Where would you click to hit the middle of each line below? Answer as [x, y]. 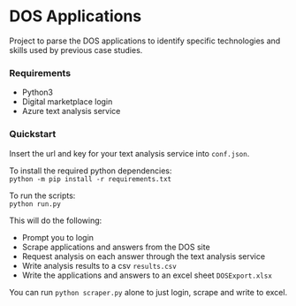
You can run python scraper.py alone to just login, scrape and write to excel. [148, 292]
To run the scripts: [42, 195]
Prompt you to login [58, 237]
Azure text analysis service [71, 111]
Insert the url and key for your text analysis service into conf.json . [129, 153]
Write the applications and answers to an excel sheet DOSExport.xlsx [147, 275]
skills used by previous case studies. [76, 50]
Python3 [37, 92]
